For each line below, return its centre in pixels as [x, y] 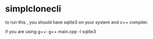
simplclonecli [33, 9]
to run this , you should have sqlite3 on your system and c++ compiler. [77, 22]
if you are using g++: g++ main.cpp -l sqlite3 [51, 31]
